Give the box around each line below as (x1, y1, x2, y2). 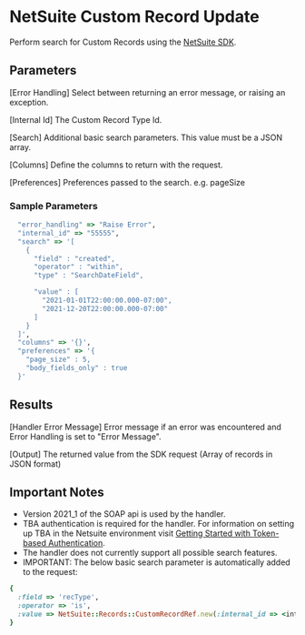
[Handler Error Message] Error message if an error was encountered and (9, 421, 281, 432)
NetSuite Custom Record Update (9, 6, 261, 27)
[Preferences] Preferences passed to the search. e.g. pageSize (9, 176, 246, 187)
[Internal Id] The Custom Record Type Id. (9, 114, 162, 125)
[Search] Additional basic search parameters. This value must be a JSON (9, 132, 283, 143)
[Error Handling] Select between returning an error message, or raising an (9, 86, 286, 97)
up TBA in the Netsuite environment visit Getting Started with (22, 528, 251, 539)
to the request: (22, 567, 78, 578)
